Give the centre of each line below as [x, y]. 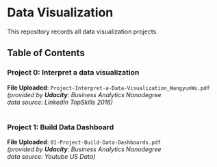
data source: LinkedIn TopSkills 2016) [60, 102]
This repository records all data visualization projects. [83, 31]
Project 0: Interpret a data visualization [73, 73]
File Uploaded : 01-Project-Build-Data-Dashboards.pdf [84, 142]
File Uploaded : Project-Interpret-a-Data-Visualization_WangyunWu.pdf [108, 88]
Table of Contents [46, 53]
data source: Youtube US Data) [51, 156]
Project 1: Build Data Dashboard [61, 127]
